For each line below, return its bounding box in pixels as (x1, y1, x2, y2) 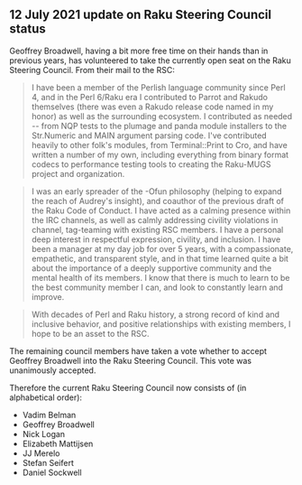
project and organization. (31, 168, 125, 179)
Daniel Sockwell (22, 467, 83, 478)
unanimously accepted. (9, 365, 96, 376)
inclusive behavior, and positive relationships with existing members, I (31, 318, 291, 329)
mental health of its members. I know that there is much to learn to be (31, 272, 290, 283)
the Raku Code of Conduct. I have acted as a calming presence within (31, 205, 291, 216)
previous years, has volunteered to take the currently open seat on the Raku (9, 54, 291, 66)
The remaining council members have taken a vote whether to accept (9, 345, 268, 356)
